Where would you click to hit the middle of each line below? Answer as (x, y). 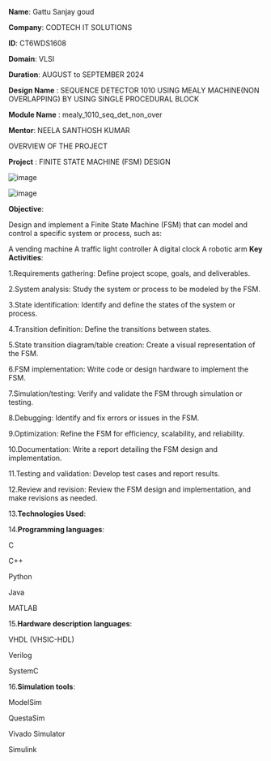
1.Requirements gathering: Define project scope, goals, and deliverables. (129, 273)
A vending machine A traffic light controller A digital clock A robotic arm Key (135, 249)
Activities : (26, 258)
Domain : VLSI (32, 59)
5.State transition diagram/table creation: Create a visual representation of (132, 345)
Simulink (23, 749)
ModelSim (25, 702)
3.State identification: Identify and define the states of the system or (122, 305)
